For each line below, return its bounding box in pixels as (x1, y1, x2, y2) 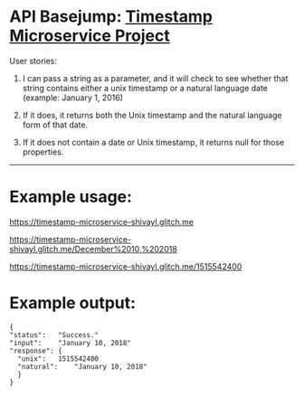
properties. (22, 146, 64, 157)
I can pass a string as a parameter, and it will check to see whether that (22, 72, 289, 83)
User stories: (9, 55, 57, 66)
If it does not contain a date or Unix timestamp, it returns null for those (22, 136, 285, 147)
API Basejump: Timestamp (9, 6, 213, 27)
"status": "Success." (9, 330, 100, 340)
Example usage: (9, 187, 133, 207)
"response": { (9, 346, 63, 355)
